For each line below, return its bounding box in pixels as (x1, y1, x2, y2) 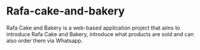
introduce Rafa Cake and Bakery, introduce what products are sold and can (6, 30, 194, 37)
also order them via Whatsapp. (6, 37, 83, 44)
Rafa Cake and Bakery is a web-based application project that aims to (6, 24, 181, 31)
